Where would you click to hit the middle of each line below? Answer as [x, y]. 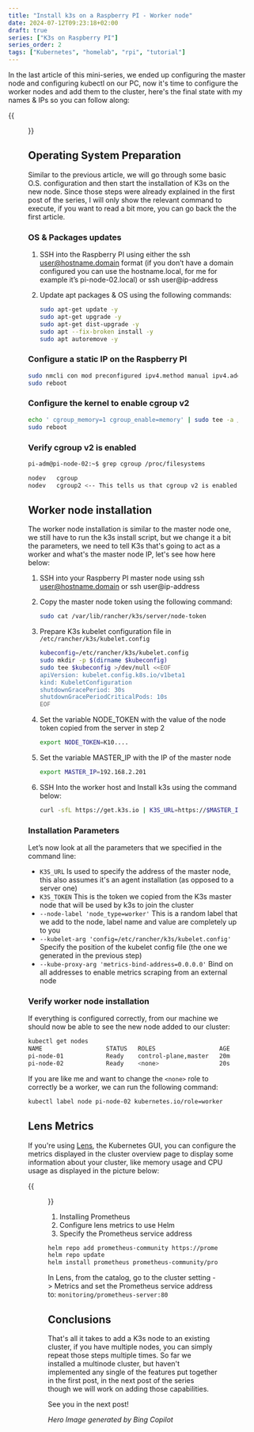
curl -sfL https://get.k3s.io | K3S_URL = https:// [123, 810]
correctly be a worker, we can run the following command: [123, 1087]
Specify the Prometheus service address [125, 1233]
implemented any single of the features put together [133, 1372]
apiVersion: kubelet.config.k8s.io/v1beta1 [112, 675]
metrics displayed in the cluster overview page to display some [131, 1153]
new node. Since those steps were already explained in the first [131, 192]
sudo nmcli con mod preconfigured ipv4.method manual [119, 376]
